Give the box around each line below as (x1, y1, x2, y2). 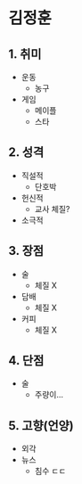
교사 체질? (34, 203, 70, 214)
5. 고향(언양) (8, 418, 75, 433)
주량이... (34, 390, 64, 400)
